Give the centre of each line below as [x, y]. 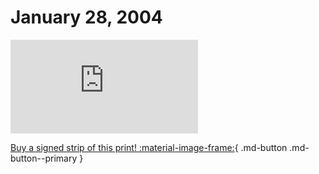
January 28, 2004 [86, 17]
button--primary [44, 158]
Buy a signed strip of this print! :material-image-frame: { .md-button [149, 147]
